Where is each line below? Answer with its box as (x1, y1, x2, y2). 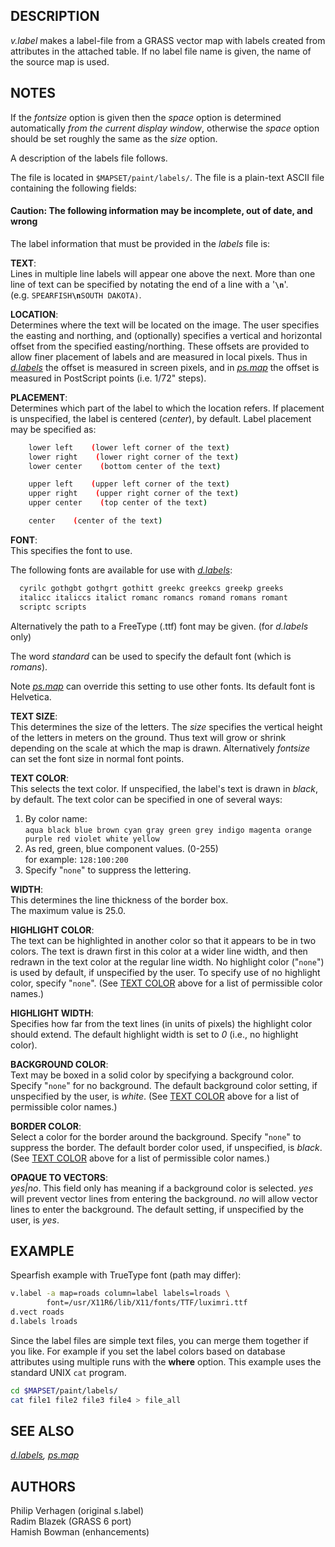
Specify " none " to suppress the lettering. (24, 864, 192, 876)
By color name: (24, 812, 88, 824)
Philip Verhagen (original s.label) (10, 1505, 145, 1517)
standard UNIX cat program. (10, 1366, 127, 1378)
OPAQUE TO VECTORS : (10, 1171, 108, 1183)
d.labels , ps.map (10, 1449, 80, 1461)
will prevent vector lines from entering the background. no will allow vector (10, 1192, 318, 1204)
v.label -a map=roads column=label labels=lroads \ (10, 1289, 230, 1299)
